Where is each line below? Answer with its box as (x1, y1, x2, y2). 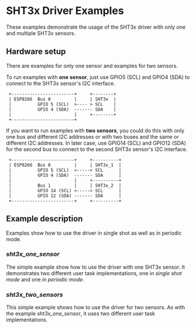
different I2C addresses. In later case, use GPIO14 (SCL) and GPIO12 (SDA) (6, 139, 186, 146)
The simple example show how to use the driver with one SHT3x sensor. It (6, 263, 185, 270)
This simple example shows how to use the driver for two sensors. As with (6, 304, 185, 311)
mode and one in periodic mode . (6, 276, 85, 283)
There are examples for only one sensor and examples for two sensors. (6, 62, 178, 69)
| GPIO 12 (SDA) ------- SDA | (8, 193, 122, 198)
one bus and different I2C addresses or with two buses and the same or (6, 133, 180, 140)
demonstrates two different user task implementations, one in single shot (6, 269, 183, 276)
